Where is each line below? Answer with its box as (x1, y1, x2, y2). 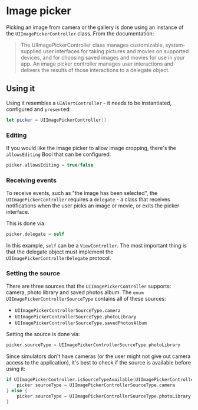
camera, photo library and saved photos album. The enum (6, 289, 144, 296)
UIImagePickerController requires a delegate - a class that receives (6, 196, 170, 203)
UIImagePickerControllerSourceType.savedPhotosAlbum (14, 320, 147, 326)
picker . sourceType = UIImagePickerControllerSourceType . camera (16, 382, 176, 388)
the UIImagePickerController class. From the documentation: (6, 30, 154, 37)
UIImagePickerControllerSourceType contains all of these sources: (6, 295, 166, 302)
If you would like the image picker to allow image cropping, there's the (6, 144, 177, 151)
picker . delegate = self (6, 232, 65, 237)
